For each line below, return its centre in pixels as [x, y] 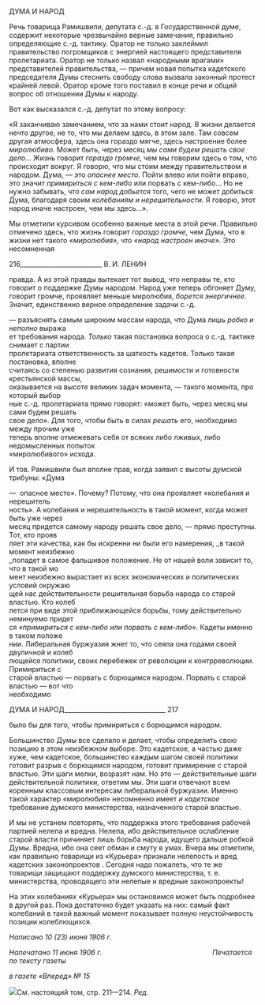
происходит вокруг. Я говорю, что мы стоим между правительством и [128, 166]
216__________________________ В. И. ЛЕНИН [78, 264]
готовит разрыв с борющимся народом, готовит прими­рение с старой [128, 765]
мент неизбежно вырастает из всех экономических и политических [124, 577]
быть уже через [36, 518]
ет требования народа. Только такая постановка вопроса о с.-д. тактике [132, 336]
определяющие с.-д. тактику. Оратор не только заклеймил [108, 43]
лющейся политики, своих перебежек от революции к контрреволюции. [132, 661]
